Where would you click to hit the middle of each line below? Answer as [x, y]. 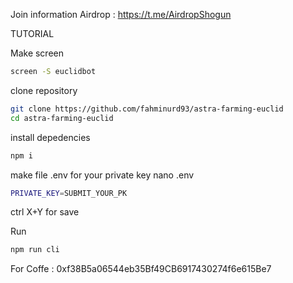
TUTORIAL [32, 33]
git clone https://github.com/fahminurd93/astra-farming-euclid [147, 109]
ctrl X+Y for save [45, 212]
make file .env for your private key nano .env [102, 175]
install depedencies [50, 137]
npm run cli [35, 250]
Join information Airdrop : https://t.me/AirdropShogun [121, 14]
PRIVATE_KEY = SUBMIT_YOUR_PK [69, 193]
